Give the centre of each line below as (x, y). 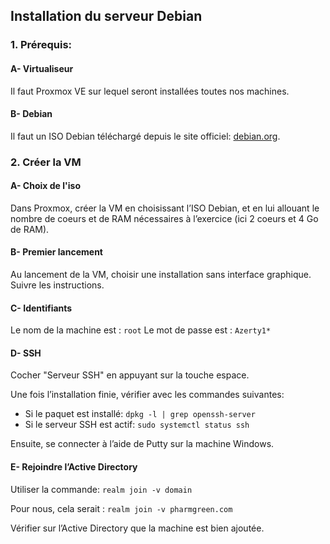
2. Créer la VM (46, 162)
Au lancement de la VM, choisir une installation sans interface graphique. (161, 275)
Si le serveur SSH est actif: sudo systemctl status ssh (137, 425)
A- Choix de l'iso (45, 186)
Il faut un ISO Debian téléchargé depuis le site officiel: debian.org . (145, 136)
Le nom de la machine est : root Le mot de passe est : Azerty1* (141, 330)
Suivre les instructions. (57, 285)
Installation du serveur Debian (106, 16)
